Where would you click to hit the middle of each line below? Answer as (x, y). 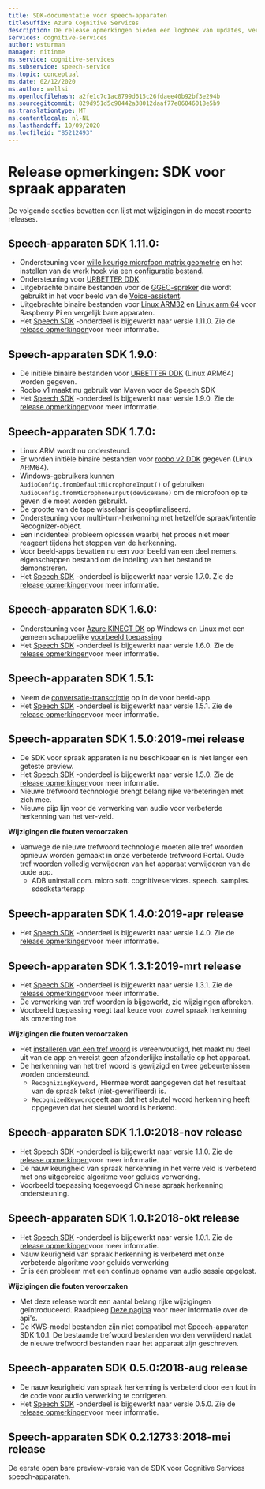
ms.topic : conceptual (44, 74)
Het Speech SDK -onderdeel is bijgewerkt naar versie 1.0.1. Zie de (126, 1237)
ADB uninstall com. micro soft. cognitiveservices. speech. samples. (140, 881)
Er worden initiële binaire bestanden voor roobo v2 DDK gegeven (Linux (136, 459)
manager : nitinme (37, 52)
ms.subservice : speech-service (60, 67)
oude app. (36, 872)
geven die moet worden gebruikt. (73, 501)
